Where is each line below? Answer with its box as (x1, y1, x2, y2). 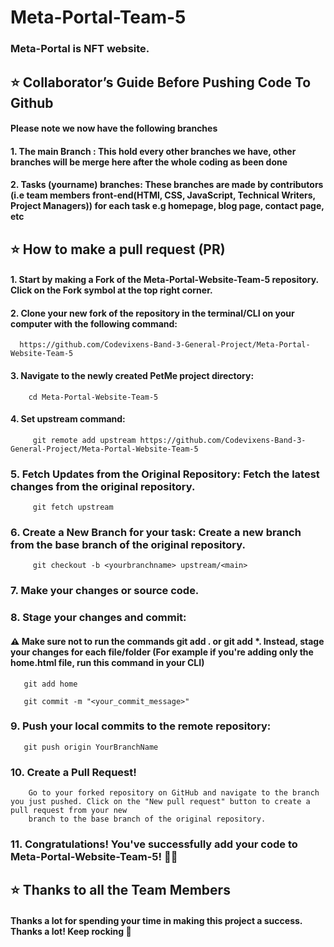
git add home (23, 679, 78, 689)
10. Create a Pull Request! (10, 765, 137, 779)
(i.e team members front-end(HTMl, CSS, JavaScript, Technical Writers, (10, 189, 316, 201)
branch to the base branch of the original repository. (28, 814, 267, 825)
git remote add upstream (32, 435, 137, 445)
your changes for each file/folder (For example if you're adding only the (10, 646, 314, 658)
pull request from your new (10, 806, 128, 816)
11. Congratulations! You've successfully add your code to (10, 837, 298, 851)
